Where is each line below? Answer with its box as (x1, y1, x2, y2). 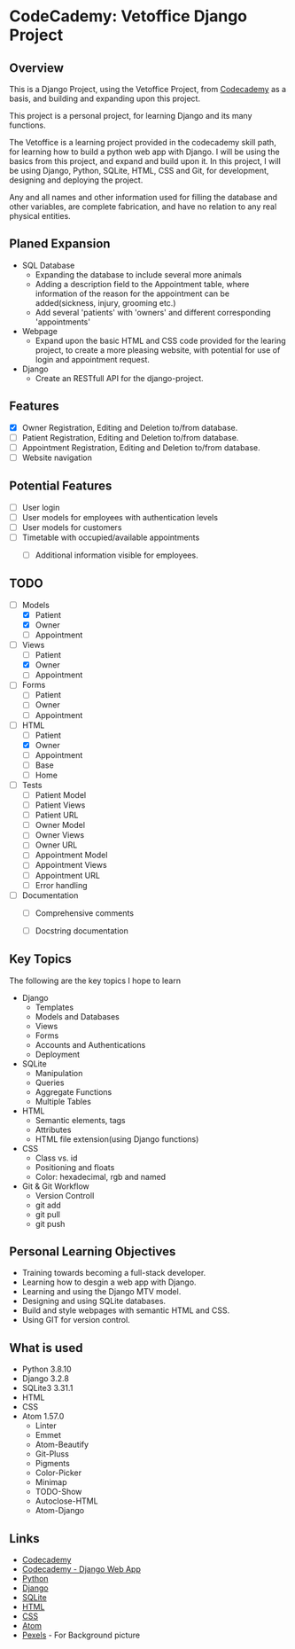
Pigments (35, 1458, 71, 1469)
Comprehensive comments (35, 907, 135, 918)
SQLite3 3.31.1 (21, 1383, 74, 1394)
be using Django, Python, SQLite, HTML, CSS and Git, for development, (9, 166, 269, 176)
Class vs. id (35, 1153, 78, 1163)
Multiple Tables (35, 1096, 91, 1106)
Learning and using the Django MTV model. (21, 1286, 182, 1297)
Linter (35, 1420, 58, 1431)
